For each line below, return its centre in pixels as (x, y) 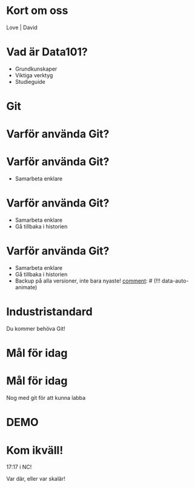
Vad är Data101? (47, 52)
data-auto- (175, 281)
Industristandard (49, 312)
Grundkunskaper (36, 69)
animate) (26, 287)
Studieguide (30, 81)
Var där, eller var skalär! (36, 479)
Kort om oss (37, 11)
